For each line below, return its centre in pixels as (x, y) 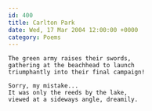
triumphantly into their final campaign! (77, 72)
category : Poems (34, 37)
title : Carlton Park (42, 23)
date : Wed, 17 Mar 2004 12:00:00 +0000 (73, 30)
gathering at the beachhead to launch (71, 66)
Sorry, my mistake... (43, 86)
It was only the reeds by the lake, (68, 93)
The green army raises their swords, (70, 59)
